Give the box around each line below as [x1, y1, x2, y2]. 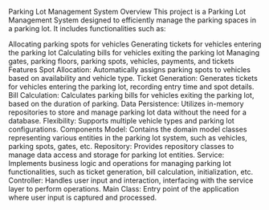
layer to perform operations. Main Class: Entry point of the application [8, 184, 239, 193]
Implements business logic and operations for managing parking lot [8, 159, 231, 168]
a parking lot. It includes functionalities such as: [8, 24, 166, 33]
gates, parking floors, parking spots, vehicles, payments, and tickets [8, 56, 234, 66]
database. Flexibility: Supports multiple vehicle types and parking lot [8, 116, 234, 125]
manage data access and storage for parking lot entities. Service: [8, 150, 225, 160]
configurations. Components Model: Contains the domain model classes [8, 124, 247, 134]
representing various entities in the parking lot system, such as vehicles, [8, 133, 247, 143]
